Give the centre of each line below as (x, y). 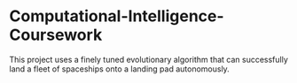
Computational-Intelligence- (117, 16)
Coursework (56, 35)
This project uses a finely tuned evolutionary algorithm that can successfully (148, 59)
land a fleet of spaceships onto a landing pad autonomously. (120, 69)
